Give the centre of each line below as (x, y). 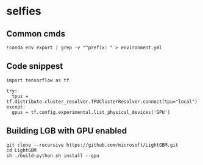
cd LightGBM (21, 150)
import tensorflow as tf (38, 80)
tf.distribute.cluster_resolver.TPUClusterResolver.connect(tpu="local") (102, 102)
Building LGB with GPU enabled (66, 131)
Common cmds (36, 34)
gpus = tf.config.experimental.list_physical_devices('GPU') (91, 112)
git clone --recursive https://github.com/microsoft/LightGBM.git (92, 145)
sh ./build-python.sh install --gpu (53, 156)
